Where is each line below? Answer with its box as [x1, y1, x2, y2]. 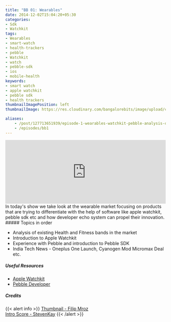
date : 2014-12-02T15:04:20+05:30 [5, 12, 76, 17]
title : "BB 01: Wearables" [5, 7, 63, 13]
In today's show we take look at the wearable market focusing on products [5, 203, 162, 209]
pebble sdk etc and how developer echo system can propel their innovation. [5, 214, 165, 220]
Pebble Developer [12, 281, 50, 287]
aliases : [5, 116, 24, 121]
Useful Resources [5, 263, 44, 269]
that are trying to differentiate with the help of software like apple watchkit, [5, 208, 162, 214]
